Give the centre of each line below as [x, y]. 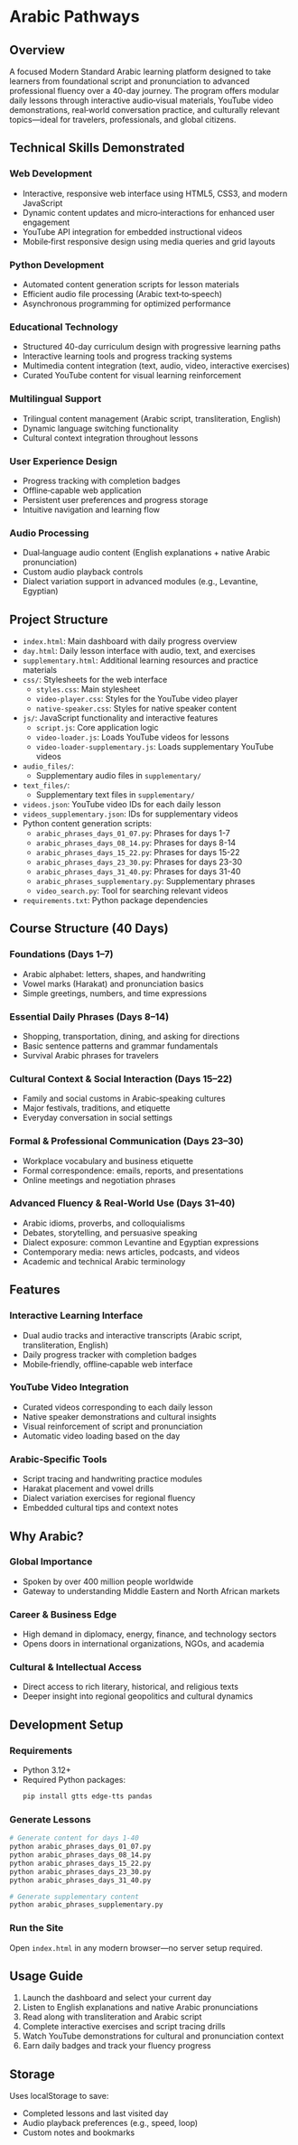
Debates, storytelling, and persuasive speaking [110, 1232]
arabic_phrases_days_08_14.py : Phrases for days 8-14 [136, 843]
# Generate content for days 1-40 [74, 1838]
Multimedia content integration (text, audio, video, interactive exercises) [156, 366]
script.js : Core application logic [97, 727]
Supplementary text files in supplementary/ [116, 794]
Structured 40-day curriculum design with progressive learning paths [152, 347]
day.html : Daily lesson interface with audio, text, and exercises [139, 650]
